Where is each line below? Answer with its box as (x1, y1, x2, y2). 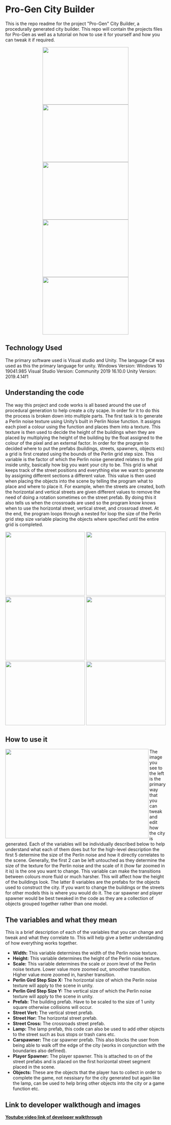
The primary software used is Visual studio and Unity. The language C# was (5, 357, 165, 363)
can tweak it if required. (5, 37, 55, 43)
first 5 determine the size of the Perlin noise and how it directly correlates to (5, 852, 165, 858)
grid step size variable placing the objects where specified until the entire (5, 516, 159, 522)
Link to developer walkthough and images (5, 1100, 141, 1109)
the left (149, 770, 164, 776)
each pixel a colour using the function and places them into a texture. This (5, 423, 161, 430)
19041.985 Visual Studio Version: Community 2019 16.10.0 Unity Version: (5, 368, 157, 374)
